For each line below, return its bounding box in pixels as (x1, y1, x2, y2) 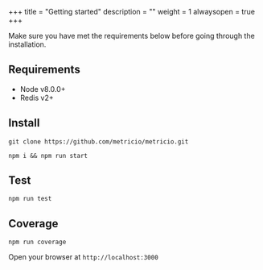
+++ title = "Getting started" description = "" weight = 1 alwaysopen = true (8, 7, 256, 16)
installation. (8, 39, 47, 49)
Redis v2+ (19, 93, 54, 102)
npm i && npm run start (8, 152, 88, 160)
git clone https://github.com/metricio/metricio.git (8, 137, 189, 146)
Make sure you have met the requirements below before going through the (8, 31, 255, 40)
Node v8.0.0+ (19, 84, 66, 93)
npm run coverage (8, 238, 67, 247)
